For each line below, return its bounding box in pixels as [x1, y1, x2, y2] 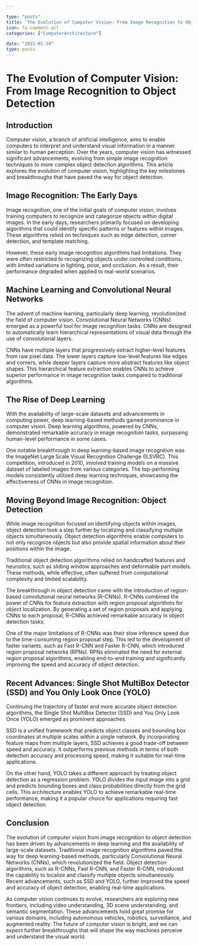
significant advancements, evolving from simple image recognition [6, 155, 168, 162]
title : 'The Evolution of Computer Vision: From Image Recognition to [6, 19, 183, 25]
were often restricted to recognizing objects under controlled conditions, [6, 255, 183, 262]
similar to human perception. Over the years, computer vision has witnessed [6, 149, 192, 155]
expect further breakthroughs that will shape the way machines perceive [6, 927, 183, 934]
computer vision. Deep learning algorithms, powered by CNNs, [6, 423, 159, 430]
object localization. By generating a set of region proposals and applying [6, 606, 183, 613]
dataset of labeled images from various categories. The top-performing [6, 465, 180, 472]
